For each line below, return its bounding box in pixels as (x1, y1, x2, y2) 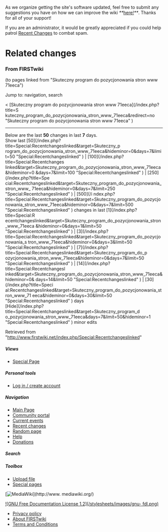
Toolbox (5, 463, 22, 469)
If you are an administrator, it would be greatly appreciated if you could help (5, 25, 161, 31)
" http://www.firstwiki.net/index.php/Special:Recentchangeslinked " (5, 334, 142, 340)
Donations (12, 439, 34, 445)
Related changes (5, 48, 76, 59)
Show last (5, 138, 26, 144)
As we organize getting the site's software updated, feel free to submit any (5, 5, 159, 10)
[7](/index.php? (76, 244, 108, 250)
